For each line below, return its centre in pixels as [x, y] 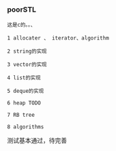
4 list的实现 [24, 78]
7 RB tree [21, 115]
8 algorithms [26, 127]
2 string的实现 [27, 52]
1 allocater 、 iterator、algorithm [58, 38]
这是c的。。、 [21, 25]
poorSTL [21, 10]
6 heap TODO [24, 103]
